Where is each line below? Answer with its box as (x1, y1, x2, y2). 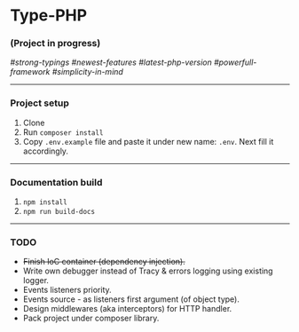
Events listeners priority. (22, 285, 112, 296)
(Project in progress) (10, 37, 101, 50)
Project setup (10, 97, 69, 109)
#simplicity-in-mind (51, 67, 123, 77)
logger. (22, 275, 50, 286)
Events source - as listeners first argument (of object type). (22, 294, 240, 304)
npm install (22, 198, 67, 207)
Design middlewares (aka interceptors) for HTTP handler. (22, 304, 232, 314)
